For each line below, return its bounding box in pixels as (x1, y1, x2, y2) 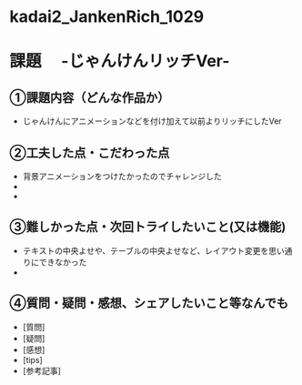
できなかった (38, 257, 87, 268)
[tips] (22, 354, 43, 365)
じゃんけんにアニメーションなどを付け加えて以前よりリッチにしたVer (22, 116, 282, 127)
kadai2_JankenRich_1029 (9, 6, 205, 27)
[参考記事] (22, 365, 62, 376)
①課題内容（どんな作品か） (9, 89, 170, 106)
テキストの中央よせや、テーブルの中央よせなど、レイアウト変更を (22, 245, 269, 256)
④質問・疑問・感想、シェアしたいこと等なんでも (9, 296, 289, 311)
